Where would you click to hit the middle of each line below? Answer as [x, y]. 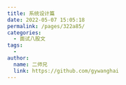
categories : [24, 33]
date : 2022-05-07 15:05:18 [46, 20]
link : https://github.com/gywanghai [66, 71]
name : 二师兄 [30, 64]
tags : [15, 45]
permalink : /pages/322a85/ [46, 26]
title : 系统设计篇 [31, 13]
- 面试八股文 [30, 39]
